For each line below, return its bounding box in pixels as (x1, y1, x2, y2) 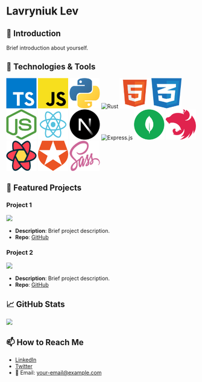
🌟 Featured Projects (6, 183, 82, 193)
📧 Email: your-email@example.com (14, 369, 102, 377)
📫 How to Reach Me (6, 337, 84, 348)
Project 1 (6, 201, 32, 209)
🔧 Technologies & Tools (6, 62, 96, 72)
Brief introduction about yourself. (6, 44, 89, 51)
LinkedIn (14, 356, 37, 363)
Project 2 (6, 249, 33, 257)
